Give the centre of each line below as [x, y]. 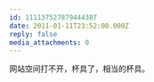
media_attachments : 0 [49, 42]
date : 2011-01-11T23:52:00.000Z [69, 26]
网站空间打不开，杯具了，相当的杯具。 [79, 69]
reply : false [33, 34]
